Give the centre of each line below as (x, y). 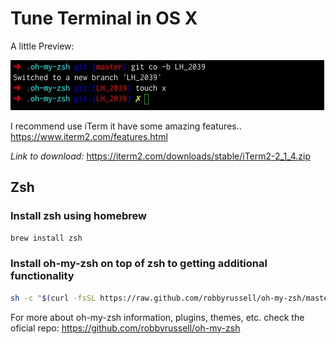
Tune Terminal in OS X (104, 18)
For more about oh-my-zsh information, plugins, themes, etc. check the (157, 317)
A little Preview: (42, 46)
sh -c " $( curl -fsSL (53, 298)
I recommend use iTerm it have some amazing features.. (126, 126)
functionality (42, 276)
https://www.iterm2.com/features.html (89, 136)
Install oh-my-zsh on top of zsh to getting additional (139, 264)
